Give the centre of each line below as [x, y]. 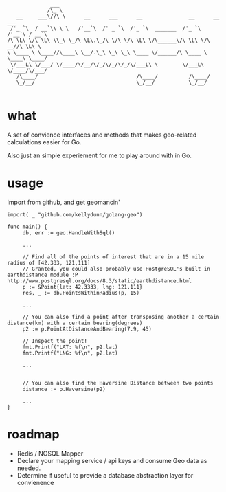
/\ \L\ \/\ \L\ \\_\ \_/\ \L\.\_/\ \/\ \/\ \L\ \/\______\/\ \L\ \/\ [109, 41]
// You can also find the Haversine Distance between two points [118, 383]
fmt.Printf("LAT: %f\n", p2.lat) [70, 347]
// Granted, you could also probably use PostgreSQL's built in [116, 269]
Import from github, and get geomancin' [64, 202]
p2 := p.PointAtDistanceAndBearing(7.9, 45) [87, 329]
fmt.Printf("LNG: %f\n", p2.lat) [70, 353]
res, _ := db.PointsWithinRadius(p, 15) [81, 293]
